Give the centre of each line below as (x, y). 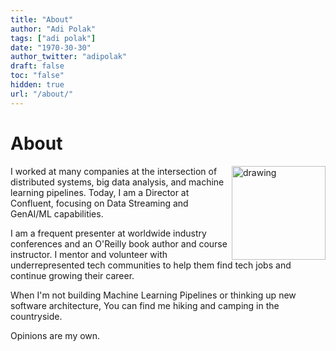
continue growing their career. (72, 275)
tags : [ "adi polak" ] (53, 38)
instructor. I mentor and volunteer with (89, 254)
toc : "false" (37, 76)
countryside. (36, 316)
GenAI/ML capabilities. (57, 213)
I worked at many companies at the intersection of (114, 171)
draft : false (37, 66)
